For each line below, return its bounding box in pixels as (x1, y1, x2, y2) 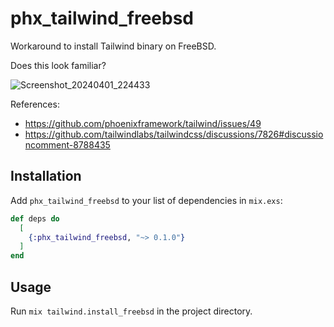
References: (10, 98, 60, 110)
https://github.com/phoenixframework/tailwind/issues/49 (24, 117, 262, 129)
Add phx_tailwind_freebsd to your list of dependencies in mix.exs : (10, 194, 283, 206)
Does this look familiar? (10, 59, 107, 71)
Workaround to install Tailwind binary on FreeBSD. (10, 40, 217, 52)
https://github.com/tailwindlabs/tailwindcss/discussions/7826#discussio (24, 128, 324, 140)
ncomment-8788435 (24, 138, 111, 151)
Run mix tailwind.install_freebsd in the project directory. (10, 305, 253, 317)
